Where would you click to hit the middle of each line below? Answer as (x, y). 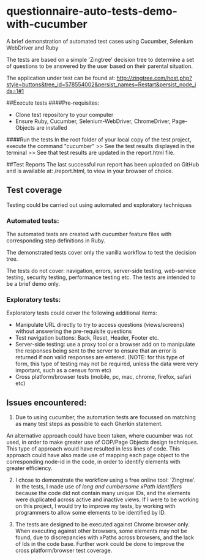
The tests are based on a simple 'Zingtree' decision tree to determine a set (100, 59)
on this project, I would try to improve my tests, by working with (95, 506)
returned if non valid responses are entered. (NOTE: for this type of (100, 357)
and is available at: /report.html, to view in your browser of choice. (90, 171)
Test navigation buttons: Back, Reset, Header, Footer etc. (87, 338)
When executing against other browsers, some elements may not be (101, 531)
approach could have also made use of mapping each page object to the (98, 455)
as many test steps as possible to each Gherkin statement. (89, 424)
